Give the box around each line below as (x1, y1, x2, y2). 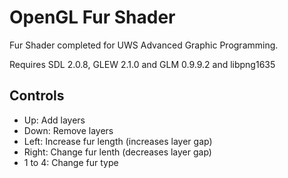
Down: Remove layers (23, 124, 114, 136)
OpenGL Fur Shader (9, 6, 176, 29)
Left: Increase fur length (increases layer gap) (23, 135, 213, 147)
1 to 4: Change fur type (23, 156, 119, 168)
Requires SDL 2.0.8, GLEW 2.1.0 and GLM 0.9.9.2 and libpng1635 (9, 58, 276, 70)
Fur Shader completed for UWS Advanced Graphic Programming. (9, 39, 279, 51)
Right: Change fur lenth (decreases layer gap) (23, 146, 212, 158)
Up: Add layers (23, 114, 86, 126)
